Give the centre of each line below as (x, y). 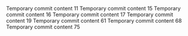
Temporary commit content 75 (43, 27)
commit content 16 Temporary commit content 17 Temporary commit (90, 15)
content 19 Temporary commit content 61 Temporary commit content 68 (94, 21)
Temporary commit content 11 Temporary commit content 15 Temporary (93, 8)
